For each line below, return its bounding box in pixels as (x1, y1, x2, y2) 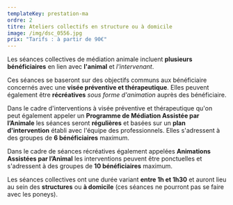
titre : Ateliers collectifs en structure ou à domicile (7, 23, 172, 30)
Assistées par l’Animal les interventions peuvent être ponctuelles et (7, 154, 202, 163)
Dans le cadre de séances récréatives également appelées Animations (7, 147, 211, 156)
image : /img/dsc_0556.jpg (7, 29, 82, 37)
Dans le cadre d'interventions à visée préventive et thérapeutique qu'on (7, 104, 213, 113)
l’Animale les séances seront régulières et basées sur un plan (7, 119, 186, 127)
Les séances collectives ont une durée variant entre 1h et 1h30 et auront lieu (7, 175, 227, 184)
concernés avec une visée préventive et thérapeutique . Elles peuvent (7, 83, 209, 92)
